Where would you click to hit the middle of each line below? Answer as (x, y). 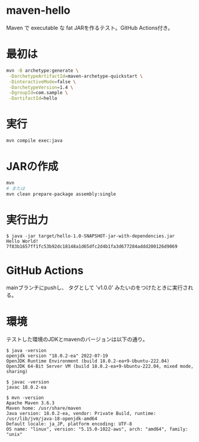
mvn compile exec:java (34, 141)
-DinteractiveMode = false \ (42, 81)
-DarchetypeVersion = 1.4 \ (41, 87)
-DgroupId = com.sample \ (38, 93)
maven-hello (38, 10)
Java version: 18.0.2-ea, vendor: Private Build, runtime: (81, 414)
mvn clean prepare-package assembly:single (61, 194)
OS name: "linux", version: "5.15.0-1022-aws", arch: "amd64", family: (97, 429)
